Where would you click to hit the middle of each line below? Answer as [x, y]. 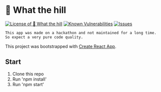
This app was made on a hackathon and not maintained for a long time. [81, 33]
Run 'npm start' [28, 84]
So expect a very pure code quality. [44, 37]
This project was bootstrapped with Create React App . [61, 46]
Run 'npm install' [30, 79]
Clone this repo [28, 74]
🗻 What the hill [36, 10]
